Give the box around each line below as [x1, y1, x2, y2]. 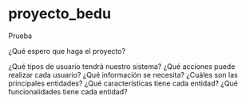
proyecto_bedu [8, 5, 112, 23]
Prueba [8, 31, 33, 40]
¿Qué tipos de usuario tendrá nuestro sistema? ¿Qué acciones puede [8, 61, 236, 71]
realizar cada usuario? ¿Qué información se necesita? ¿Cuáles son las [8, 70, 238, 79]
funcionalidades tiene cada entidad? [8, 86, 128, 96]
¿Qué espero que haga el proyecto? [8, 46, 126, 55]
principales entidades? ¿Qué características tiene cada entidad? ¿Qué [8, 78, 238, 88]
